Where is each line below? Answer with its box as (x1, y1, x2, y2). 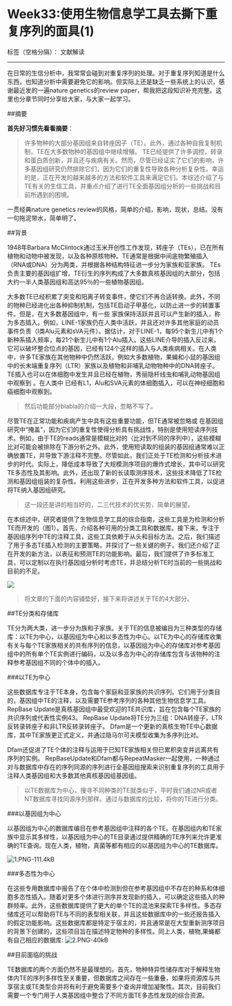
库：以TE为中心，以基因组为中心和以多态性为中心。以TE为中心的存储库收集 (7, 632, 222, 641)
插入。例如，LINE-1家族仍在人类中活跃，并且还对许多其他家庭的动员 (25, 318, 220, 327)
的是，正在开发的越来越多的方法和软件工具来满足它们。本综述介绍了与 (23, 173, 224, 182)
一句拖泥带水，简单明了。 (7, 213, 80, 222)
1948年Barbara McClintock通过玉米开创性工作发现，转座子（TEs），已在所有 (7, 243, 224, 251)
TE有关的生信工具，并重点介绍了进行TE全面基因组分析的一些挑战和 (23, 182, 215, 190)
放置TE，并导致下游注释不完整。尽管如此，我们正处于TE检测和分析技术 (12, 451, 216, 459)
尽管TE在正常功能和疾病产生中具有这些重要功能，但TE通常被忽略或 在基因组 (7, 416, 224, 425)
